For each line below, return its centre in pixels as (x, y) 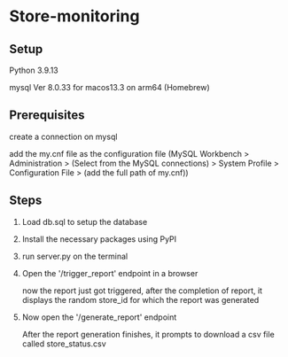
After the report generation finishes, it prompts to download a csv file (148, 334)
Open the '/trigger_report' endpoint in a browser (110, 273)
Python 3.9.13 (34, 70)
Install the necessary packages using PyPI (99, 239)
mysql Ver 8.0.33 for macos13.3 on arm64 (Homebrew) (109, 87)
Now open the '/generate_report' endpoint (99, 317)
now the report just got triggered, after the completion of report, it (142, 291)
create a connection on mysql (63, 136)
